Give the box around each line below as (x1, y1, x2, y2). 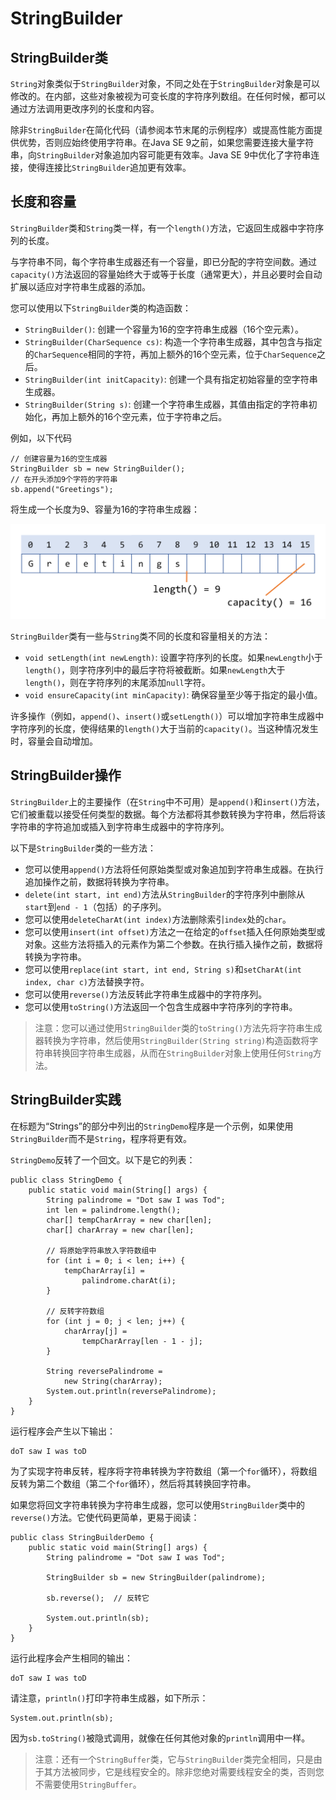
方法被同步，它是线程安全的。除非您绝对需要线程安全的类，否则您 (52, 1765, 325, 1777)
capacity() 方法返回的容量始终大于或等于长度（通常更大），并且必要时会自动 (10, 268, 323, 280)
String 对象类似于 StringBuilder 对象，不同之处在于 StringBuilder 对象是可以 (10, 78, 321, 89)
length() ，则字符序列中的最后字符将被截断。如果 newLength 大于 (24, 663, 286, 676)
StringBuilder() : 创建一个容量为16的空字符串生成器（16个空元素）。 (24, 323, 304, 335)
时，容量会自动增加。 (10, 735, 98, 747)
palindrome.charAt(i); (81, 1275, 177, 1286)
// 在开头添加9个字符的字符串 (10, 474, 118, 484)
